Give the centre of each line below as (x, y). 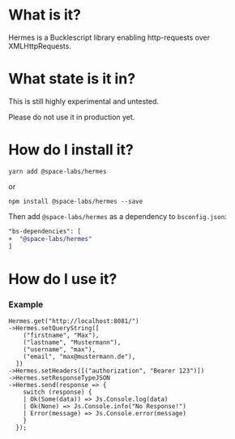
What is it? (45, 15)
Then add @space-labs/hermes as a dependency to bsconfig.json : (117, 216)
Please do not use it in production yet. (72, 117)
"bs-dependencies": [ (45, 231)
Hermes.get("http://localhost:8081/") (74, 321)
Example (26, 304)
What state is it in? (72, 79)
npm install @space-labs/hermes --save (76, 201)
